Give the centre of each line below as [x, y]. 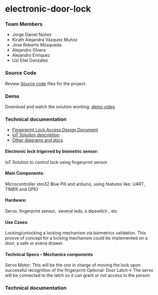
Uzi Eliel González [30, 60]
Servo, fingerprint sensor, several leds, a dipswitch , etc [61, 211]
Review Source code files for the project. [46, 83]
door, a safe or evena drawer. [34, 243]
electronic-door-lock [48, 9]
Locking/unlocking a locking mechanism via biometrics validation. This [76, 233]
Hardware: [16, 200]
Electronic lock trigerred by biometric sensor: [52, 151]
